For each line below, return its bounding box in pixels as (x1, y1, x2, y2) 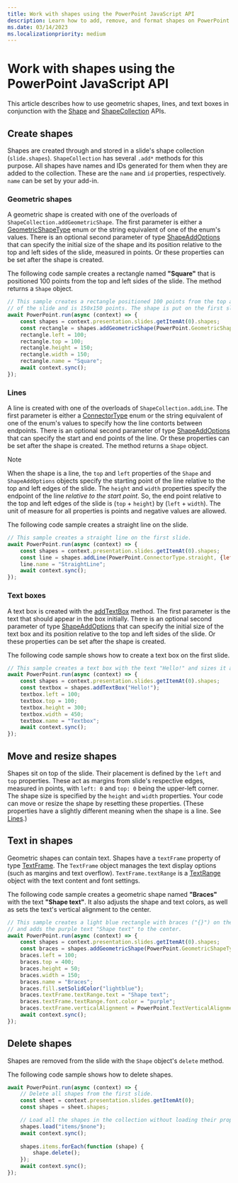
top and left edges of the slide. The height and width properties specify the (7, 484, 227, 493)
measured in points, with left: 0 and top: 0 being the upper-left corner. (7, 784, 220, 792)
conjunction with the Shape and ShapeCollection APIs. (7, 107, 166, 116)
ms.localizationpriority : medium (7, 30, 106, 38)
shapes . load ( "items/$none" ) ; (20, 1123, 106, 1130)
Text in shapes (7, 835, 73, 847)
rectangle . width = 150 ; (20, 351, 91, 359)
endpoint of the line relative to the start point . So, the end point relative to (7, 491, 222, 501)
